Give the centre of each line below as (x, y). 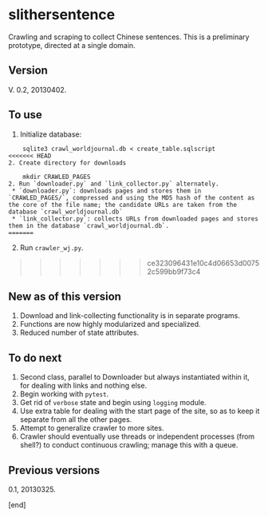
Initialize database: (51, 134)
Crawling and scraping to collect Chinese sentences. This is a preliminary (129, 37)
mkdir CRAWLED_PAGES (57, 177)
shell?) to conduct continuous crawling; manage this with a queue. (129, 445)
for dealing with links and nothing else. (83, 386)
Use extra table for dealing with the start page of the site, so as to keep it (140, 411)
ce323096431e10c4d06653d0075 (203, 263)
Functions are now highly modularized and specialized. (110, 324)
